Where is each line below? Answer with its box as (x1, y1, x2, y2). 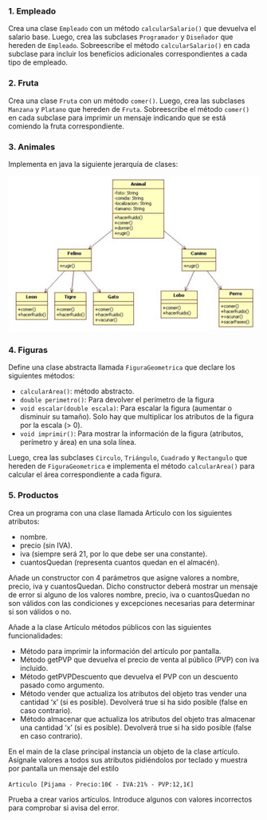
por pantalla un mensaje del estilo (8, 763, 120, 773)
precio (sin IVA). (19, 541, 73, 550)
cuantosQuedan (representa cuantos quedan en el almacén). (19, 557, 220, 567)
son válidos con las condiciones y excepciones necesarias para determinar (8, 598, 255, 608)
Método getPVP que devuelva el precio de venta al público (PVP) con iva (19, 655, 260, 664)
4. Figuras (8, 344, 49, 355)
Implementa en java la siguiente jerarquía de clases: (8, 159, 179, 168)
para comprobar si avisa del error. (8, 802, 120, 812)
